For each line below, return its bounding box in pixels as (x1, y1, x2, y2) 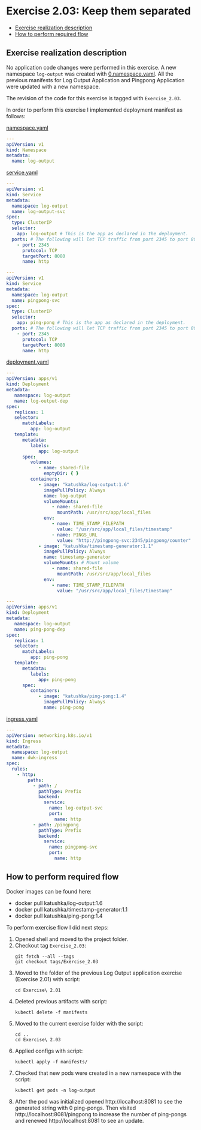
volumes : (30, 459, 52, 466)
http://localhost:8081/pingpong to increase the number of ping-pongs (14, 1110, 187, 1117)
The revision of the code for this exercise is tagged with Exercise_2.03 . (6, 94, 181, 101)
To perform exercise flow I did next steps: (6, 924, 109, 931)
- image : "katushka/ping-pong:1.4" (38, 693, 127, 700)
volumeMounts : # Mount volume (44, 560, 119, 566)
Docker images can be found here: (6, 888, 92, 895)
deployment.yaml (6, 358, 49, 365)
